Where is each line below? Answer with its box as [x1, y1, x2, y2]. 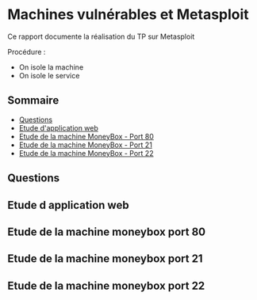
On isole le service [18, 70, 80, 80]
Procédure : [7, 47, 46, 56]
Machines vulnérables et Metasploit [7, 6, 249, 24]
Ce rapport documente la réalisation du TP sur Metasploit [7, 32, 195, 41]
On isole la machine [18, 62, 84, 72]
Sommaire [7, 93, 59, 108]
